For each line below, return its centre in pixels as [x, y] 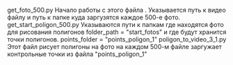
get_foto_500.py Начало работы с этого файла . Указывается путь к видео [116, 10]
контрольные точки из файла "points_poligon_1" [77, 54]
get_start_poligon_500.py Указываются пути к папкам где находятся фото [115, 25]
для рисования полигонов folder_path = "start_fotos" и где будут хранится [117, 32]
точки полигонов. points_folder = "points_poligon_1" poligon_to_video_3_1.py [117, 39]
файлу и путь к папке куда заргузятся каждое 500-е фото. [94, 17]
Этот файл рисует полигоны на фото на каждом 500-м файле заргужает [115, 47]
